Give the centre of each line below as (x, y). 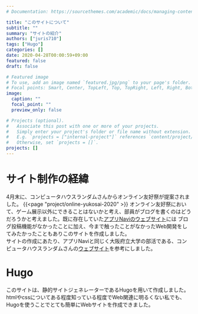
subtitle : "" (22, 28)
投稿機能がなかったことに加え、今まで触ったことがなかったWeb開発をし (99, 226)
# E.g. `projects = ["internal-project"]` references (76, 137)
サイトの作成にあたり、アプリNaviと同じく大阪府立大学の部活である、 (91, 241)
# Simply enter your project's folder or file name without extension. (99, 132)
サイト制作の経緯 (48, 179)
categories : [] (25, 50)
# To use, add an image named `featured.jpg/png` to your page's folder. (99, 82)
